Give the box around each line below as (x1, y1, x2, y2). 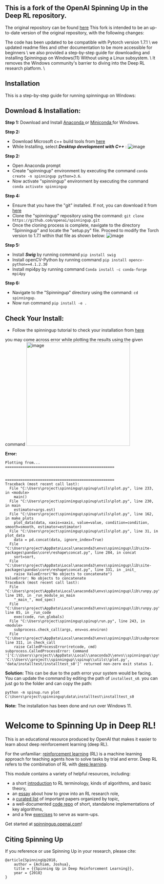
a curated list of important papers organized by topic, (12, 796, 120, 802)
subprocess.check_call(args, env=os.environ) (14, 628, 108, 632)
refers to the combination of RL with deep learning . (5, 761, 107, 768)
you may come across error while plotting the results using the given (5, 337, 143, 343)
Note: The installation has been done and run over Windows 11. (5, 703, 132, 709)
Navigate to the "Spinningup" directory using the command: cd (12, 290, 138, 296)
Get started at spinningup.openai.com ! (5, 821, 82, 827)
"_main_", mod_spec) (14, 597, 56, 603)
